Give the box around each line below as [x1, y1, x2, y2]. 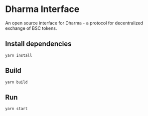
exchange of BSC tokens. [5, 25, 57, 31]
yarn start [5, 106, 28, 112]
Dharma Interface [5, 3, 80, 15]
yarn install [5, 53, 32, 58]
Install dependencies [5, 40, 72, 48]
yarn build [5, 80, 28, 85]
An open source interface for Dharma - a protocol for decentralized [5, 20, 144, 26]
